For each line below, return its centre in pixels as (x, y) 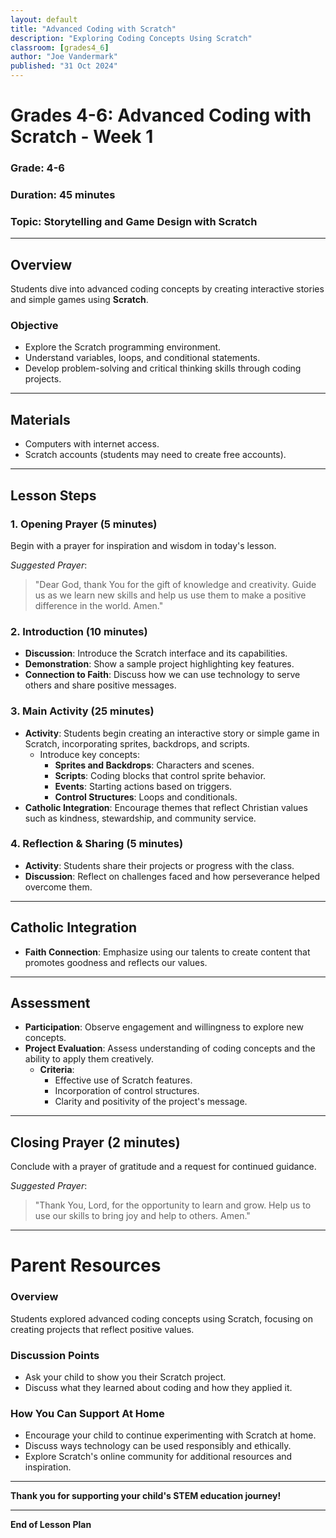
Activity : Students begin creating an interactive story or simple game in (172, 733)
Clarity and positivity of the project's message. (151, 1102)
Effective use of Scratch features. (123, 1080)
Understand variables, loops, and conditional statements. (142, 358)
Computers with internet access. (92, 444)
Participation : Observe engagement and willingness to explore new (164, 1027)
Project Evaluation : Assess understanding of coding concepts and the (170, 1048)
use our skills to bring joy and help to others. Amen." (142, 1216)
